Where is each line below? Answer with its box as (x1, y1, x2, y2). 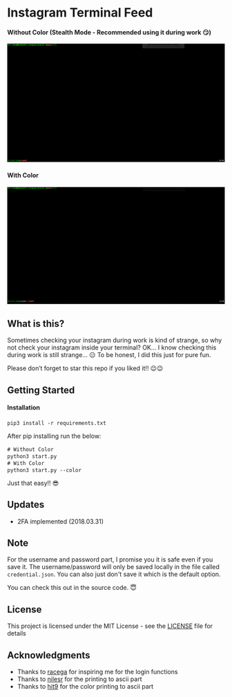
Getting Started (7, 384, 75, 396)
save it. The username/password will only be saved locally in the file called (7, 563, 220, 571)
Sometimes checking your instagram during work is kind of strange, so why (7, 336, 222, 345)
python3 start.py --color (7, 466, 81, 474)
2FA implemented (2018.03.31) (17, 517, 104, 526)
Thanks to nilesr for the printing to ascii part (17, 675, 142, 683)
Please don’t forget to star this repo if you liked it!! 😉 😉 (7, 364, 164, 372)
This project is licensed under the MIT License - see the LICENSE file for (7, 622, 213, 630)
